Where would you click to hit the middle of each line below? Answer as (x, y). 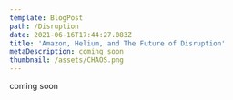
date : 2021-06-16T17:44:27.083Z (71, 35)
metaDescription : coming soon (67, 52)
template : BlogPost (46, 18)
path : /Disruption (44, 26)
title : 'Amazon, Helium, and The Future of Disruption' (117, 43)
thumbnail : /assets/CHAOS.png (67, 60)
